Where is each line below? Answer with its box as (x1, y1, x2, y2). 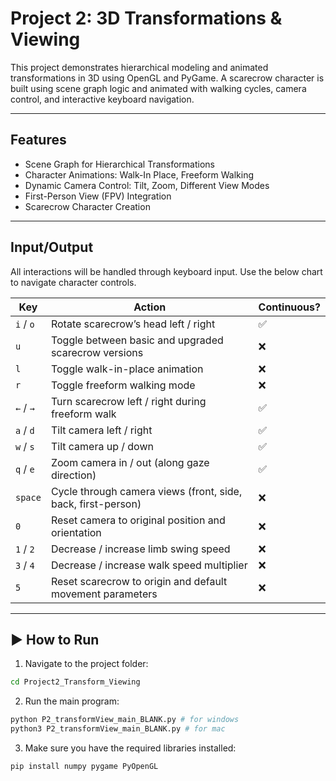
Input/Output (10, 239, 94, 256)
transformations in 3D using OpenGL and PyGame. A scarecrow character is (10, 72, 325, 84)
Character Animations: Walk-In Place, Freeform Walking (24, 168, 255, 181)
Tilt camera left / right (50, 423, 153, 437)
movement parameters (50, 587, 158, 601)
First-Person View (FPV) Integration (24, 190, 172, 202)
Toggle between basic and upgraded (50, 333, 224, 347)
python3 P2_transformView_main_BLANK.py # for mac (10, 724, 226, 734)
